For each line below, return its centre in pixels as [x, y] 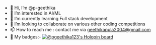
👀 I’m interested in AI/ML [35, 13]
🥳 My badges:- [25, 37]
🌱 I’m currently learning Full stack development [59, 18]
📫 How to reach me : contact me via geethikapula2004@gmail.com [80, 30]
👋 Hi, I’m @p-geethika [33, 8]
